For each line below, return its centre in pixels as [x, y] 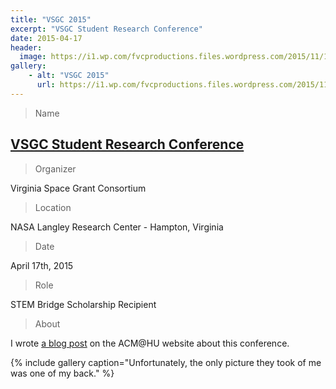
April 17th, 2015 [42, 265]
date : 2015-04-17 [46, 38]
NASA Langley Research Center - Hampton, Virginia [117, 227]
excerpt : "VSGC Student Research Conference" [106, 29]
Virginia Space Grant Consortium [78, 188]
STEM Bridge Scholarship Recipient [83, 304]
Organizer [55, 168]
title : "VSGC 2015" [51, 19]
